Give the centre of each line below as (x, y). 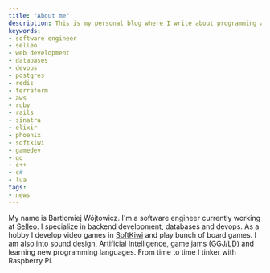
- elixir (23, 128)
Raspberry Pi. (31, 260)
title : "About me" (39, 16)
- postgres (27, 75)
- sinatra (25, 120)
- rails (21, 113)
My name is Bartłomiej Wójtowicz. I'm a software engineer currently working (135, 218)
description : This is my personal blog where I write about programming (133, 23)
